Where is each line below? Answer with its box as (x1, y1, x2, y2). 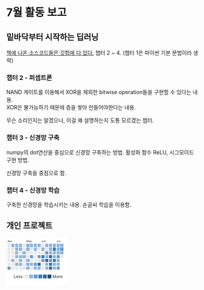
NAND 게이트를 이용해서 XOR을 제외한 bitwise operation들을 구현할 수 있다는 (6, 89, 192, 96)
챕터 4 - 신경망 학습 (6, 186, 60, 194)
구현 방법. (6, 156, 29, 164)
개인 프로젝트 (6, 220, 53, 231)
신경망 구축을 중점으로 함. (6, 169, 67, 176)
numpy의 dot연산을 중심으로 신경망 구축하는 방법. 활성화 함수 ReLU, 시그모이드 (6, 148, 194, 156)
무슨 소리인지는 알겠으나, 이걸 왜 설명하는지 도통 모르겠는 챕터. (6, 117, 154, 124)
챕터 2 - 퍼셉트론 (6, 73, 52, 82)
